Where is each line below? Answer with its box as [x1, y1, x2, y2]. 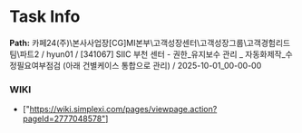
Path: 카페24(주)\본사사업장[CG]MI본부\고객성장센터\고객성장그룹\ [9, 37, 247, 48]
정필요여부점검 [9, 60, 62, 71]
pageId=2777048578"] [22, 113, 109, 124]
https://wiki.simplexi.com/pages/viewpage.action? [29, 104, 218, 115]
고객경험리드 [246, 37, 291, 48]
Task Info [9, 6, 81, 27]
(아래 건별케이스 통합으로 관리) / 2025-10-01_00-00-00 [63, 60, 262, 71]
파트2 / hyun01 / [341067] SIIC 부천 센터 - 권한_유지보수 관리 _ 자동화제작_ [19, 48, 286, 60]
